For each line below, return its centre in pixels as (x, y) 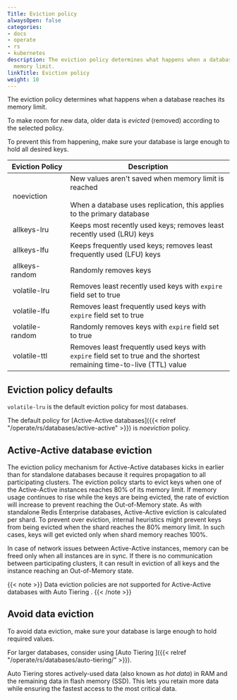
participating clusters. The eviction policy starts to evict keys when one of (115, 482)
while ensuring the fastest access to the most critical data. (92, 688)
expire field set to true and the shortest (135, 356)
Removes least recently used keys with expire (146, 286)
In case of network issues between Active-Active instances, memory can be (118, 548)
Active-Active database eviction (80, 450)
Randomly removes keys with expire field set (145, 327)
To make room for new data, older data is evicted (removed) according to (114, 121)
